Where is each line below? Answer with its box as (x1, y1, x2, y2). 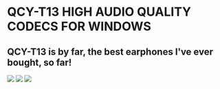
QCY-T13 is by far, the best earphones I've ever (7, 46, 213, 58)
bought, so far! (7, 56, 72, 68)
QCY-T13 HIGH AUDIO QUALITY (7, 4, 191, 20)
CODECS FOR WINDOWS (7, 18, 151, 34)
